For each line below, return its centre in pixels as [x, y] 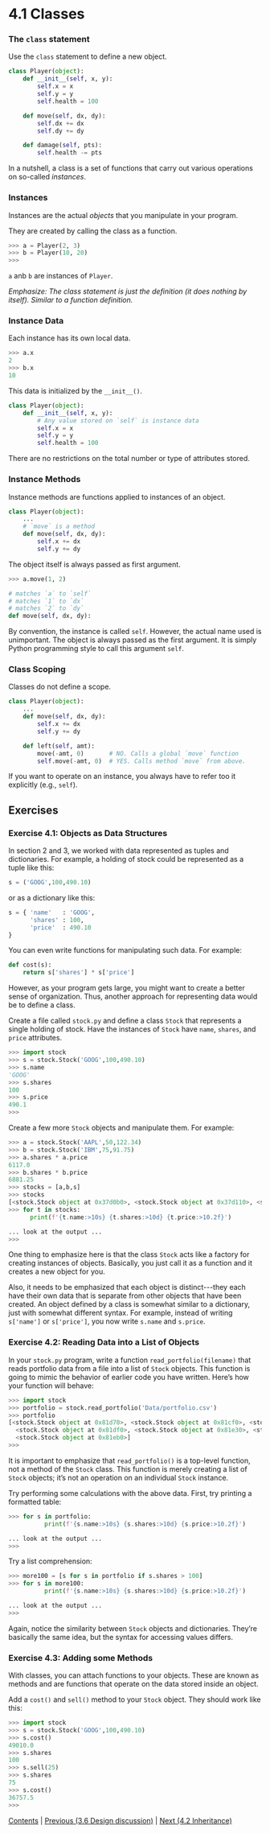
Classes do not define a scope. [59, 687]
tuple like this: [31, 868]
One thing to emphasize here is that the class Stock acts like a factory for [129, 1254]
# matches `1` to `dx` [46, 601]
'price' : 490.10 [60, 927]
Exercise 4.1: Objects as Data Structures [88, 833]
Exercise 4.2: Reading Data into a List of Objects [104, 1342]
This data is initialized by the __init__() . [76, 390]
